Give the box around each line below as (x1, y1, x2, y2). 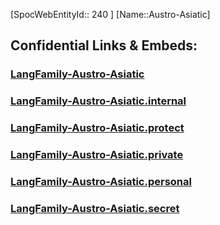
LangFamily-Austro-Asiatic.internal (10, 94, 187, 108)
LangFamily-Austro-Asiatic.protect (10, 121, 185, 135)
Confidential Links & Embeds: (10, 37, 198, 54)
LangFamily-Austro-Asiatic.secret (10, 201, 180, 215)
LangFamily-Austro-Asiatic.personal (10, 175, 192, 188)
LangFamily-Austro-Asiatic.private (10, 148, 184, 162)
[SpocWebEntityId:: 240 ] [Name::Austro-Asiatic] (10, 9, 211, 20)
